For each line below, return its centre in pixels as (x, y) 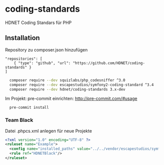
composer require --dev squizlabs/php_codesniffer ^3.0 (67, 80)
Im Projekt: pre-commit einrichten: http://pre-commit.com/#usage (71, 98)
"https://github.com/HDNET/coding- (109, 63)
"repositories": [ (24, 59)
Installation (22, 38)
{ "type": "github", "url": (42, 63)
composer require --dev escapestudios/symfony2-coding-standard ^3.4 (82, 85)
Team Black (19, 120)
